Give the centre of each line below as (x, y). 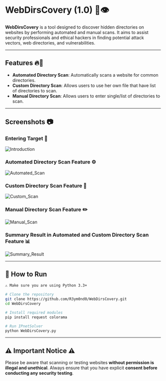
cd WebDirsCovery (23, 304)
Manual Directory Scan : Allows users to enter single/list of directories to (86, 96)
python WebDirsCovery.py (31, 331)
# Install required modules (34, 312)
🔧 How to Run (26, 275)
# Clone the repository (30, 295)
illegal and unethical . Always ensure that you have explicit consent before (81, 368)
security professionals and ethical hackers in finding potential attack (75, 38)
